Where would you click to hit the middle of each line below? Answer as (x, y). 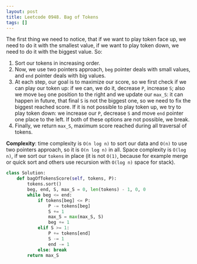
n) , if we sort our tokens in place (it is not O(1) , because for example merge (97, 156)
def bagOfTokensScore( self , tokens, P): (67, 179)
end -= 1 (59, 244)
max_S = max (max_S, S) (76, 217)
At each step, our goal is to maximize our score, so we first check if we (101, 82)
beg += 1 (59, 222)
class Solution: (26, 173)
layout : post (22, 11)
